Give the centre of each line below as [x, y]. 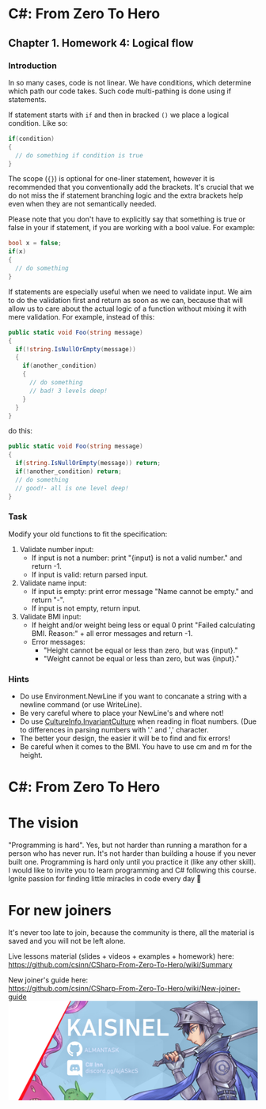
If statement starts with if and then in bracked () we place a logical [119, 115]
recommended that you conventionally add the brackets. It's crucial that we [131, 187]
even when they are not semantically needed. [82, 204]
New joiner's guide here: [48, 980]
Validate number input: [57, 549]
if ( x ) [17, 252]
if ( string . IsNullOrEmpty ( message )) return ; [88, 464]
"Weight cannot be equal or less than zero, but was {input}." [141, 658]
